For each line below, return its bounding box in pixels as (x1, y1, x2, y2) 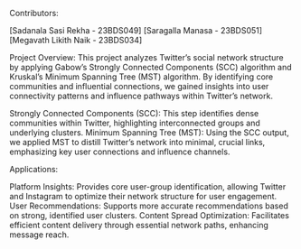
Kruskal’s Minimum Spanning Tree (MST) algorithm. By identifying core (9, 71, 274, 82)
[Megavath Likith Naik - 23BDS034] (9, 35, 143, 45)
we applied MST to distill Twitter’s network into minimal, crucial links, (9, 137, 266, 147)
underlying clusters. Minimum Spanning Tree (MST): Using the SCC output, (9, 127, 289, 138)
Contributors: (9, 8, 59, 18)
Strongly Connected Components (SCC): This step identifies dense (9, 108, 259, 118)
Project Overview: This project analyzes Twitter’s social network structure (9, 52, 284, 62)
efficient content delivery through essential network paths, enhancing (9, 220, 269, 230)
